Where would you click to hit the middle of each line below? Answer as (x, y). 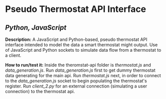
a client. (13, 55)
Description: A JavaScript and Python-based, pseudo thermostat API (76, 39)
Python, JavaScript (36, 28)
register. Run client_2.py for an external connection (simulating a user (76, 86)
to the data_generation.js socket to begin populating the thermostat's (76, 81)
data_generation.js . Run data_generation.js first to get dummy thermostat (80, 70)
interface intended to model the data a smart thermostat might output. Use (82, 45)
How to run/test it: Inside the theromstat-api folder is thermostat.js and (78, 65)
